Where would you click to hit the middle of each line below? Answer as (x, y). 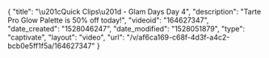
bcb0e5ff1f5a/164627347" (51, 46)
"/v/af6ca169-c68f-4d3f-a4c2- (178, 37)
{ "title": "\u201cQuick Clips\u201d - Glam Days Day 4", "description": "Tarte (134, 12)
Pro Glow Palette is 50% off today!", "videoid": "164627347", (108, 20)
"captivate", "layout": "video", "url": (66, 37)
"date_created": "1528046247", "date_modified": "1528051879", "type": (126, 29)
